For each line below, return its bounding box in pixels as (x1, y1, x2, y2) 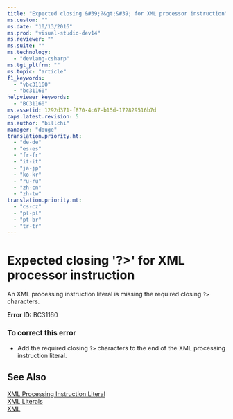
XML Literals (7, 397, 43, 405)
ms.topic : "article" (7, 68, 67, 75)
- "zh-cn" (13, 184, 42, 191)
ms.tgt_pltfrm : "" (7, 62, 60, 69)
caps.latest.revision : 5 (7, 113, 79, 120)
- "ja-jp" (13, 164, 42, 172)
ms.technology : (7, 49, 51, 56)
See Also (7, 371, 46, 383)
